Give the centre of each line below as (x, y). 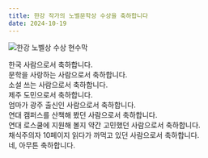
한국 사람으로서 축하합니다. (51, 64)
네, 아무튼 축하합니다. (42, 145)
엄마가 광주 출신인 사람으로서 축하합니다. (72, 105)
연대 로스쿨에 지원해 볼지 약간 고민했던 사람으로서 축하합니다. (104, 125)
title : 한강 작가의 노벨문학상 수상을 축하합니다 (78, 16)
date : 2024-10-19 (38, 23)
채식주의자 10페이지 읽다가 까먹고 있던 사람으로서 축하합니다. (104, 135)
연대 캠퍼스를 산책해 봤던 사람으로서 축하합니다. (83, 114)
